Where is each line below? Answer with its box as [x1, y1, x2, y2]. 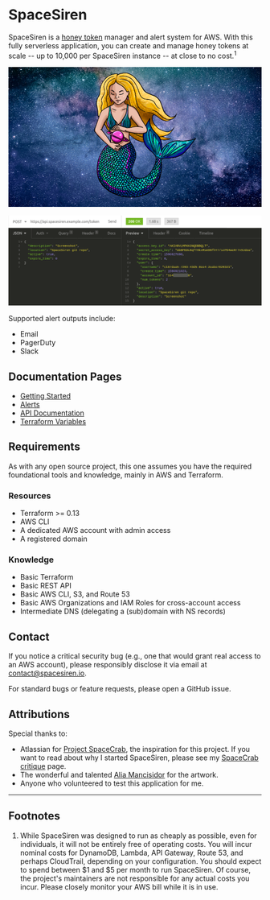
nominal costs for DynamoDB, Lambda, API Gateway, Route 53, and [19, 848, 243, 857]
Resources [8, 489, 51, 501]
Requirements [8, 440, 80, 454]
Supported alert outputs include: [8, 314, 116, 324]
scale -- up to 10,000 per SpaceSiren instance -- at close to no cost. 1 [8, 49, 237, 60]
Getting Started [19, 390, 71, 400]
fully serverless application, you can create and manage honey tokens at [8, 40, 249, 50]
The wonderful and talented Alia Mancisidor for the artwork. [19, 770, 219, 779]
